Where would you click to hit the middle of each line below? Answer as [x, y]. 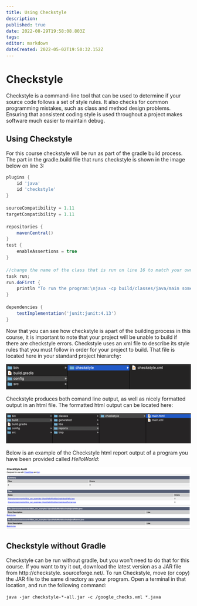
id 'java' [29, 183]
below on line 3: [26, 166]
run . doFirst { [23, 282]
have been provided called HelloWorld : [53, 459]
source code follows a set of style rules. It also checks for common [87, 102]
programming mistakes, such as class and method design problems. [89, 108]
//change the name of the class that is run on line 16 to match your [94, 270]
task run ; [18, 276]
